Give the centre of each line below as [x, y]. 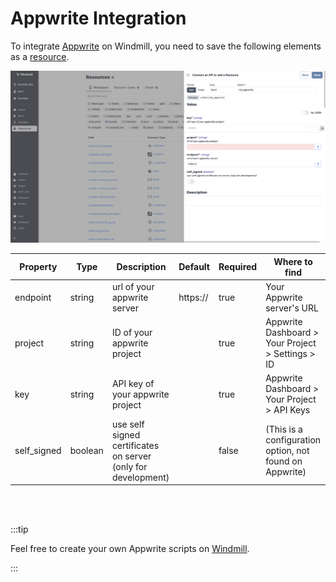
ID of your [132, 333]
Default [194, 267]
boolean [86, 451]
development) [140, 477]
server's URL [292, 308]
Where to [293, 261]
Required [238, 267]
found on [284, 461]
